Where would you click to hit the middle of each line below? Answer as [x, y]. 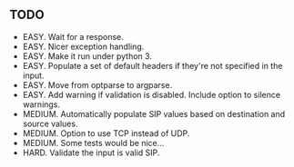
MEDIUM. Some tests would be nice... [93, 142]
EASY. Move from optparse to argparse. [97, 84]
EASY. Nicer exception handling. [83, 46]
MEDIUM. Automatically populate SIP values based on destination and [154, 113]
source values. [50, 123]
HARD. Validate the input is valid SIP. [91, 152]
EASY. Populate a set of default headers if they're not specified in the [152, 65]
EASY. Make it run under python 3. [87, 56]
